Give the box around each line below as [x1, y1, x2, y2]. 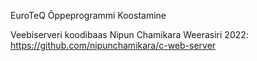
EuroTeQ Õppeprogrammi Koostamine [10, 10, 167, 21]
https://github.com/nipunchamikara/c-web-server [10, 40, 217, 51]
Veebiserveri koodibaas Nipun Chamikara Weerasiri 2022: [10, 29, 249, 40]
